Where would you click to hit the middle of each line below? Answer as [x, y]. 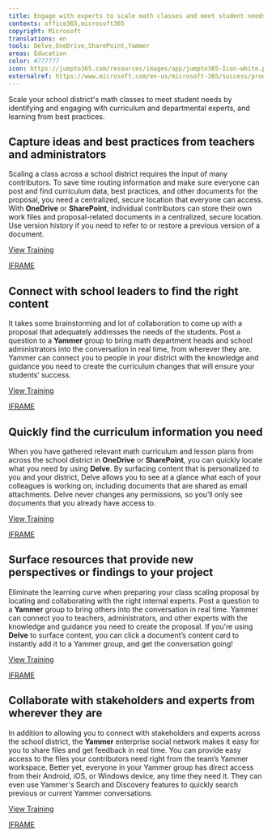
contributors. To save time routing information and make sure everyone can [134, 182]
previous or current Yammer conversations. [81, 793]
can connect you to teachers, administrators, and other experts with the [128, 617]
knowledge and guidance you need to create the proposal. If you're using [131, 626]
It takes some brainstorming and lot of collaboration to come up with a [125, 323]
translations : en [38, 38]
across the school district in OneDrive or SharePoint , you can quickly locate [136, 460]
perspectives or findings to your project [111, 572]
